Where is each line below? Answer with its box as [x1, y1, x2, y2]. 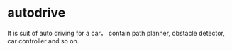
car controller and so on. [7, 36, 79, 45]
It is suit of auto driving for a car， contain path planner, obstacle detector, [7, 29, 225, 37]
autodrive [7, 5, 66, 21]
